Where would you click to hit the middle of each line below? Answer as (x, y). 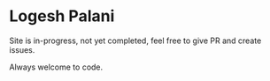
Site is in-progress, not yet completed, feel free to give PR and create (135, 40)
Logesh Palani (62, 16)
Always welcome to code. (56, 67)
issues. (22, 49)
